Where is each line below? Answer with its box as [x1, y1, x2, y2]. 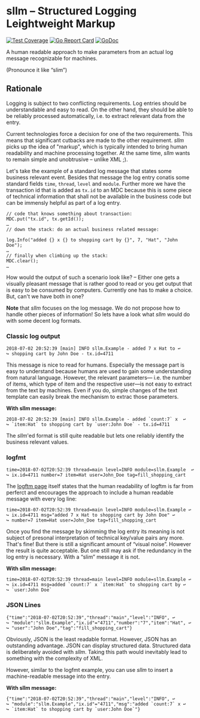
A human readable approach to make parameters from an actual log [6, 48, 174, 55]
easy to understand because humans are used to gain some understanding [6, 368, 192, 375]
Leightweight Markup [6, 17, 116, 31]
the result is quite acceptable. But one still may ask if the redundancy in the [6, 547, 192, 555]
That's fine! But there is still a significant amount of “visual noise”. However [6, 541, 192, 548]
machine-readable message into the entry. [6, 672, 111, 680]
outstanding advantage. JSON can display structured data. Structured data [6, 642, 191, 649]
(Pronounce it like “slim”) [6, 66, 68, 73]
